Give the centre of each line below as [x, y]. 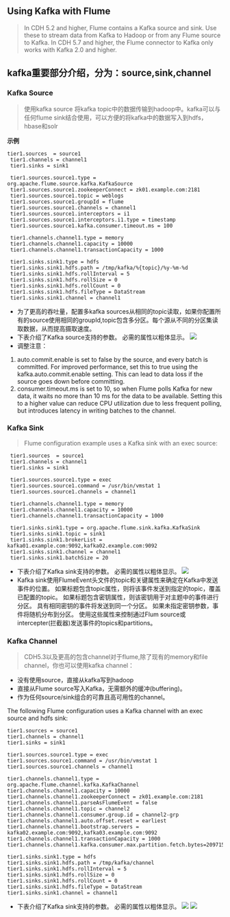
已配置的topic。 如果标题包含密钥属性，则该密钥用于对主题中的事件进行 [118, 597]
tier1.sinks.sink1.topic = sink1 [58, 534]
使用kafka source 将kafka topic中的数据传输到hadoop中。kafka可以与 [122, 108]
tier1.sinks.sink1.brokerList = [56, 539]
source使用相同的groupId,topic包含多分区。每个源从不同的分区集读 [124, 320]
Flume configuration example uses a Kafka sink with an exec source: [120, 443]
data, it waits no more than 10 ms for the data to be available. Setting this [119, 396]
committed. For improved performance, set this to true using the [107, 367]
